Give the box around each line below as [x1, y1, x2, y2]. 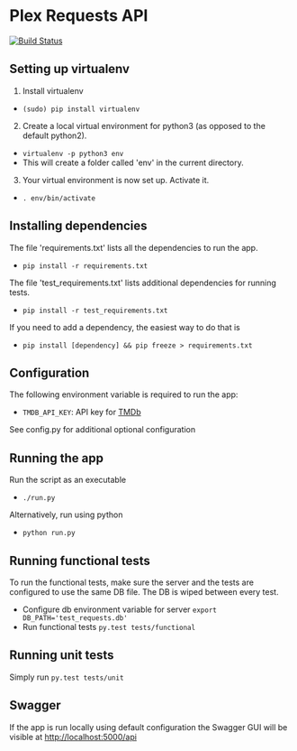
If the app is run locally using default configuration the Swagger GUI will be [9, 721, 288, 732]
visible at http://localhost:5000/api [9, 731, 138, 742]
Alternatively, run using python [9, 509, 123, 520]
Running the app [9, 450, 103, 466]
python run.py [22, 529, 76, 538]
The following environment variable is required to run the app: [9, 389, 238, 400]
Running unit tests [9, 647, 114, 663]
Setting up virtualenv [9, 61, 130, 77]
